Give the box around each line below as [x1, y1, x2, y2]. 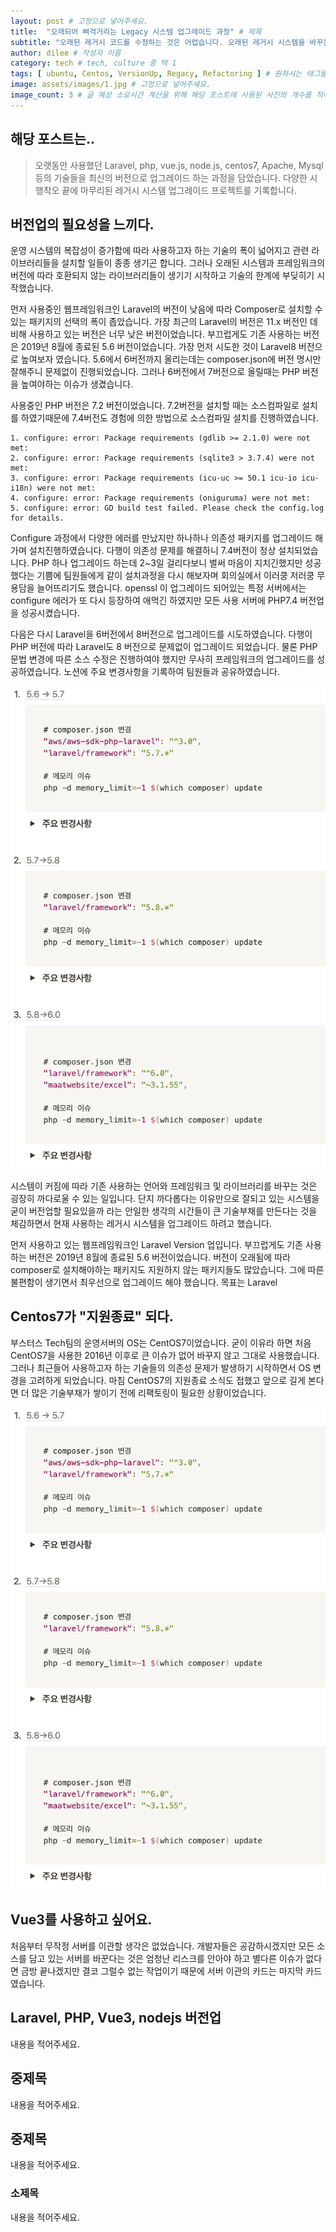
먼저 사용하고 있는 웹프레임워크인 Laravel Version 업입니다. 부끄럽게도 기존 [10, 1238, 304, 1250]
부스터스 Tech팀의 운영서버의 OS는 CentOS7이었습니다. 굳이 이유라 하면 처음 [10, 1336, 312, 1349]
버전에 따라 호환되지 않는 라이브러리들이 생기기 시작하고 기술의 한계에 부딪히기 [10, 270, 315, 282]
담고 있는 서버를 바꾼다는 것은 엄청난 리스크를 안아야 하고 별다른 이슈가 [28, 1952, 304, 1964]
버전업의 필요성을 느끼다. [10, 216, 155, 233]
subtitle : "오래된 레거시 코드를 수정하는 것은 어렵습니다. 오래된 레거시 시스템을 [10, 37, 306, 47]
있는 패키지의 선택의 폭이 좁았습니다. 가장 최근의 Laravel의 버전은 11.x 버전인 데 [10, 316, 318, 328]
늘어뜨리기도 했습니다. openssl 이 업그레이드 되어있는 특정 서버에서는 [36, 582, 307, 594]
